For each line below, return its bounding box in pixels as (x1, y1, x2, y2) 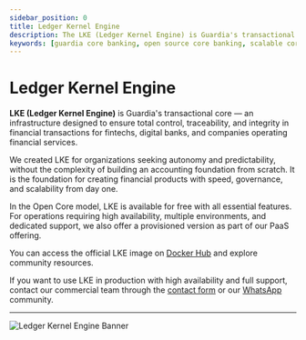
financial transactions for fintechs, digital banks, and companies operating (9, 127, 288, 138)
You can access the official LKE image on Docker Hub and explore (9, 247, 258, 259)
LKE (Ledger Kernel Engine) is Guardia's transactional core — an (9, 108, 254, 119)
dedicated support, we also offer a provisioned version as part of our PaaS (9, 220, 290, 232)
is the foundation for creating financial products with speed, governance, (9, 174, 283, 185)
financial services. (9, 137, 78, 148)
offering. (9, 230, 42, 241)
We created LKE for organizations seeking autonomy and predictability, (9, 155, 276, 165)
